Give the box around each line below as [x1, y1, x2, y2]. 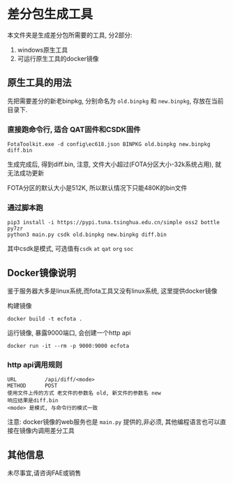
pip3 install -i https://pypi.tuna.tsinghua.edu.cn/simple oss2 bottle [7, 219, 220, 226]
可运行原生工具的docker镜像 [17, 54, 99, 63]
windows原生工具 [17, 45, 68, 54]
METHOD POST [7, 382, 58, 390]
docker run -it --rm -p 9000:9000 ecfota [7, 343, 130, 350]
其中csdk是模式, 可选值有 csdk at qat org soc [7, 244, 134, 253]
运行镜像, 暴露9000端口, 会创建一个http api [7, 329, 131, 337]
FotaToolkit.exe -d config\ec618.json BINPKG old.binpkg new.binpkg [7, 141, 211, 148]
